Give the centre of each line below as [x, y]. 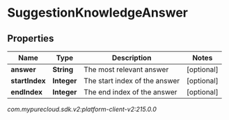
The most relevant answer [126, 69]
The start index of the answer [132, 81]
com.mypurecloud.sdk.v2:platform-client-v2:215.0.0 [82, 109]
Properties [31, 38]
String [63, 69]
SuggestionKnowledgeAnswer [97, 13]
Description [132, 58]
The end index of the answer [130, 92]
